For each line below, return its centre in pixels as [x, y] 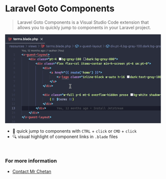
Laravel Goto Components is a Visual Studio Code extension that [83, 22]
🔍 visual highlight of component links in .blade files [65, 137]
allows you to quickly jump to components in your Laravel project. [84, 27]
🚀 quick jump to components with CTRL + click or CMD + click [74, 131]
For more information [31, 161]
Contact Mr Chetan [32, 172]
